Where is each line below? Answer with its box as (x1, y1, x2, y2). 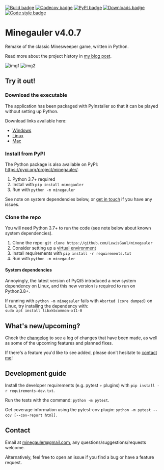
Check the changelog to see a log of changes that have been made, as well (5, 335, 158, 341)
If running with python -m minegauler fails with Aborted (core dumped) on (5, 298, 153, 304)
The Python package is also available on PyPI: (5, 161, 98, 167)
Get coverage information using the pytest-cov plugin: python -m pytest (5, 407, 151, 413)
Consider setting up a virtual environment (12, 245, 97, 251)
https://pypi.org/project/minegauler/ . (5, 166, 79, 172)
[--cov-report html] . (14, 412, 57, 418)
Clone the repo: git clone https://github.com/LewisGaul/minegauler (12, 240, 153, 246)
